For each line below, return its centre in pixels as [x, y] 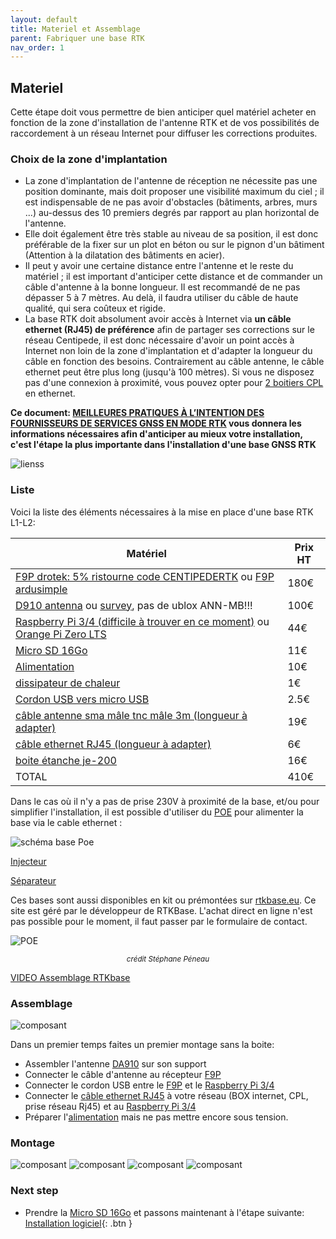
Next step [34, 1191]
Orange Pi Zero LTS [61, 634]
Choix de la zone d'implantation [89, 159]
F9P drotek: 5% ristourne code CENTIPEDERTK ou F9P [145, 576]
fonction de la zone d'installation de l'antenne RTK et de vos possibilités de [165, 123]
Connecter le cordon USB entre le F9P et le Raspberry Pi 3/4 [149, 1085]
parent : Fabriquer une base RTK [77, 38]
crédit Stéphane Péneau [168, 959]
